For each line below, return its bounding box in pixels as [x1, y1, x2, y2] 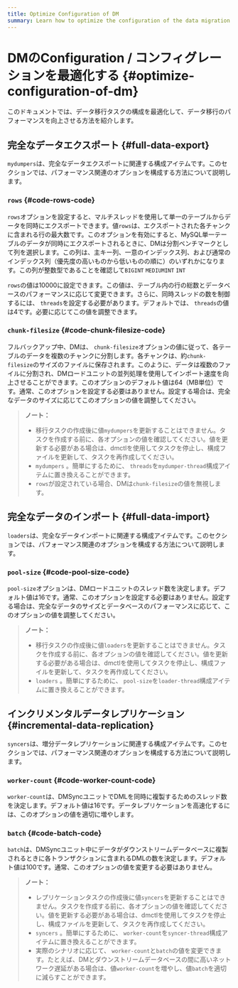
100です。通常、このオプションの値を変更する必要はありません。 [26, 863, 217, 872]
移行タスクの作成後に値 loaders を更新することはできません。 [35, 641, 214, 649]
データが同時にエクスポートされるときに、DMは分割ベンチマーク [26, 239, 217, 247]
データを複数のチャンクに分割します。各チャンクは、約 [26, 351, 188, 359]
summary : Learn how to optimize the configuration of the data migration [7, 17, 231, 24]
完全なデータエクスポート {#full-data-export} [7, 139, 210, 151]
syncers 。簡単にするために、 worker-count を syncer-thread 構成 [35, 928, 222, 938]
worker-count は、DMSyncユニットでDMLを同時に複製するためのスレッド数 [7, 793, 227, 801]
